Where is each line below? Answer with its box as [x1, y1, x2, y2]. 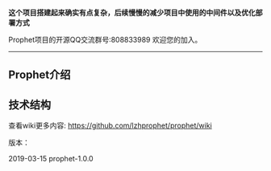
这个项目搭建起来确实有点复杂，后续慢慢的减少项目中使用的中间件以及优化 [8, 8, 256, 17]
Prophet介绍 [8, 68, 71, 82]
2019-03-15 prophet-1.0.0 [8, 154, 94, 164]
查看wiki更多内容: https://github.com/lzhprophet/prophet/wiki [8, 120, 212, 131]
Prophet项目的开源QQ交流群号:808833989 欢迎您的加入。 [8, 35, 202, 44]
